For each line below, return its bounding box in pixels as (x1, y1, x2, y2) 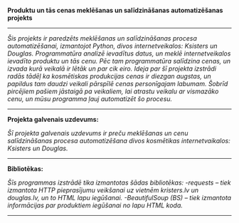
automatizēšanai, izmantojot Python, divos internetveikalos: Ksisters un (7, 42, 218, 50)
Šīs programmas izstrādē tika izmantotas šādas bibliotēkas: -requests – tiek (7, 178, 231, 187)
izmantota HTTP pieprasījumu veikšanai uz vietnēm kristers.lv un (7, 186, 199, 195)
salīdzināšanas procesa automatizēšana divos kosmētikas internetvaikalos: (7, 137, 230, 145)
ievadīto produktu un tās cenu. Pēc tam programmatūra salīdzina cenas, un (7, 57, 231, 65)
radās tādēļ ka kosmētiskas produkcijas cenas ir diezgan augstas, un (7, 72, 211, 81)
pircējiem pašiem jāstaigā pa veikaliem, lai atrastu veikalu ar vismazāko (7, 87, 219, 95)
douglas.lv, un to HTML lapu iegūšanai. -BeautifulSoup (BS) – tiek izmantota (7, 194, 232, 202)
